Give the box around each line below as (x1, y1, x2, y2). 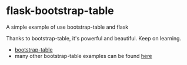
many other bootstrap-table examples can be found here (14, 52, 152, 59)
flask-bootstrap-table (6, 4, 114, 18)
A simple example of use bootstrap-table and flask (6, 23, 129, 30)
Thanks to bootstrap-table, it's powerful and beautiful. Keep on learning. (6, 35, 181, 42)
